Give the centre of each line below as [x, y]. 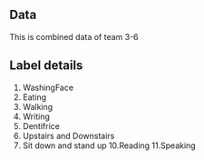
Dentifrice [41, 125]
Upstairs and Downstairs [68, 135]
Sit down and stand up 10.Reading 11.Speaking [109, 145]
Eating [34, 97]
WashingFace [48, 87]
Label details [46, 66]
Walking [38, 106]
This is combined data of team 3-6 [74, 36]
